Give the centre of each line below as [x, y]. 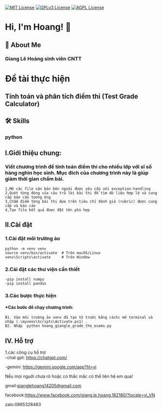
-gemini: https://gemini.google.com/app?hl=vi [51, 367]
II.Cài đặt [19, 225]
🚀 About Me [23, 45]
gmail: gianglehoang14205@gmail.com [43, 386]
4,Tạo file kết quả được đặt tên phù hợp [48, 210]
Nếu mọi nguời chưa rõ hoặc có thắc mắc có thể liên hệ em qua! [69, 376]
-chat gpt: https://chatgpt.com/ [36, 358]
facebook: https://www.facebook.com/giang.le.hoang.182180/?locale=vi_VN [80, 395]
